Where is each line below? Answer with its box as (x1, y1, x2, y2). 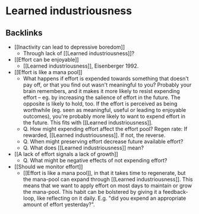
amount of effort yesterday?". (23, 201, 96, 208)
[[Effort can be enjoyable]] (14, 56, 79, 63)
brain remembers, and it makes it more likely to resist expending (23, 88, 180, 94)
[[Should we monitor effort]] (14, 163, 83, 170)
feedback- (162, 189, 188, 195)
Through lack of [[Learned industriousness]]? (23, 50, 135, 57)
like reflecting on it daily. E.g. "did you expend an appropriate (37, 194, 187, 202)
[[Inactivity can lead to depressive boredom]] (14, 43, 125, 50)
